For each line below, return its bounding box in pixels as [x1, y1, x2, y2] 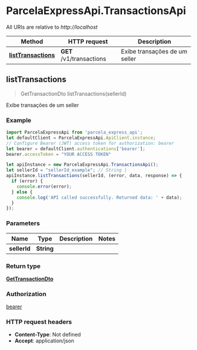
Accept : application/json [14, 337, 74, 344]
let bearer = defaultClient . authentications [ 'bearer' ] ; [6, 145, 145, 152]
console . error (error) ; [16, 184, 72, 189]
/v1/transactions [60, 55, 107, 63]
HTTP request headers [6, 318, 72, 326]
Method [21, 37, 43, 45]
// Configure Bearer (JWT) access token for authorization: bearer [6, 140, 175, 146]
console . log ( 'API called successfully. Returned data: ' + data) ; [16, 195, 182, 201]
